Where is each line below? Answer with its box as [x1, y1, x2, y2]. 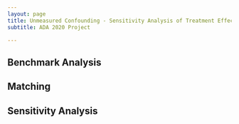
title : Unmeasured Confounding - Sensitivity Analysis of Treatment [7, 17, 215, 24]
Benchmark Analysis [7, 56, 102, 68]
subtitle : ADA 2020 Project [7, 24, 91, 31]
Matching [7, 81, 51, 93]
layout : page [7, 10, 46, 18]
